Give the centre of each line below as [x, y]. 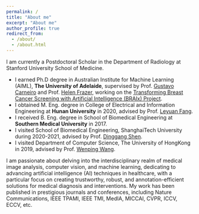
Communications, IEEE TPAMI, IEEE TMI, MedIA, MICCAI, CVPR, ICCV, [92, 198]
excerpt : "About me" [32, 23]
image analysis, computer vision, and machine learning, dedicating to [91, 166]
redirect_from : [25, 34]
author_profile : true [33, 28]
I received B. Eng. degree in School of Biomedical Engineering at [94, 117]
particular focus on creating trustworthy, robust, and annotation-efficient [95, 180]
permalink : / [22, 12]
